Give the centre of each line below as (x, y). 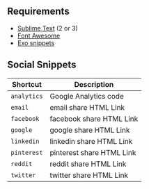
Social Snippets (42, 65)
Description (94, 84)
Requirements (38, 11)
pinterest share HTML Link (93, 152)
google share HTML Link (90, 130)
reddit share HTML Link (88, 164)
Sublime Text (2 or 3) (47, 28)
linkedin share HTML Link (91, 141)
